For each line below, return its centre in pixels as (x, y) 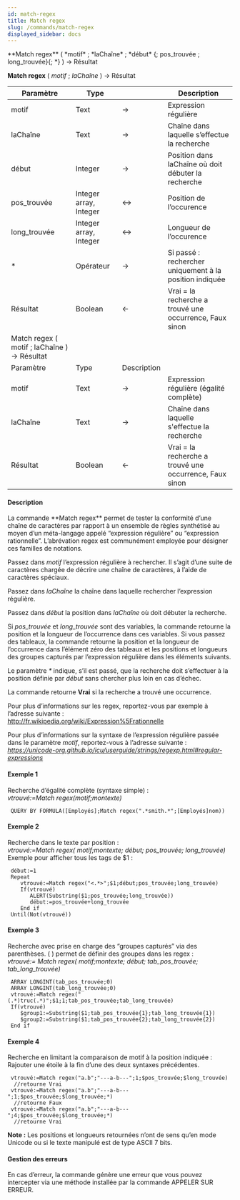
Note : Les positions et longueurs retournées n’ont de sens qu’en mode (112, 1135)
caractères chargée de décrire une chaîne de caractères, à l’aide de (107, 570)
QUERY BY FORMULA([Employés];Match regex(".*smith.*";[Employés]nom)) (117, 811)
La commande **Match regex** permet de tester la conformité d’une (110, 518)
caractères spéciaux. (38, 577)
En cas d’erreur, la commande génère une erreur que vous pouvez (105, 1175)
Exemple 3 (23, 930)
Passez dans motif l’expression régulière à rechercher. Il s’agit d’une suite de (120, 562)
